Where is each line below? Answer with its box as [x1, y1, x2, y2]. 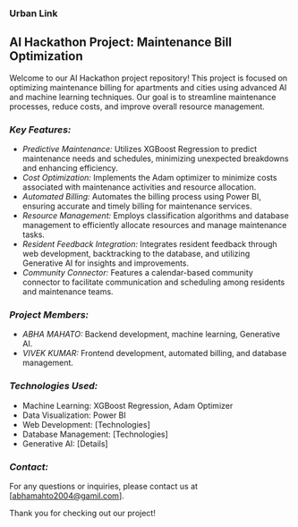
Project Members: [9, 308, 89, 320]
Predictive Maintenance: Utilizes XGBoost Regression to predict [21, 144, 258, 155]
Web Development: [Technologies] [21, 419, 150, 429]
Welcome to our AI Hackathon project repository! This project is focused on [9, 72, 288, 83]
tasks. [21, 229, 45, 240]
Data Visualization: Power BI [21, 410, 127, 421]
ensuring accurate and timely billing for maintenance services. [21, 200, 252, 212]
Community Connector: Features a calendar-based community [21, 268, 253, 278]
